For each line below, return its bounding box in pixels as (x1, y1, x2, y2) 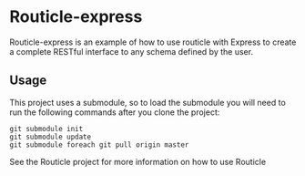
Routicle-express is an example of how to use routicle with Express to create (9, 36, 297, 47)
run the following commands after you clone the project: (9, 107, 220, 118)
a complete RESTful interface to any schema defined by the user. (9, 46, 253, 57)
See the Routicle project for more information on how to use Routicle (9, 156, 267, 167)
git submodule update (9, 132, 92, 141)
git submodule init (9, 124, 84, 133)
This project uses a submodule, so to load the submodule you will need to (9, 97, 287, 108)
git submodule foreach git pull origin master (9, 140, 189, 150)
